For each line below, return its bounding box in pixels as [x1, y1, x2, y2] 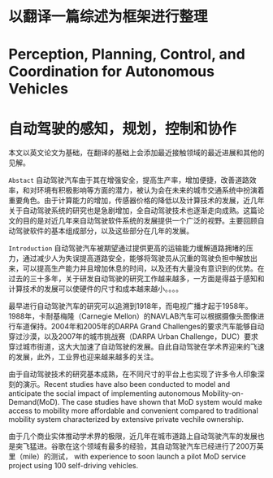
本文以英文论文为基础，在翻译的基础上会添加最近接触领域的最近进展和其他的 [8, 148, 265, 158]
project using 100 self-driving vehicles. [8, 461, 139, 471]
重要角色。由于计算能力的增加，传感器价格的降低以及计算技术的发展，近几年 [8, 196, 265, 206]
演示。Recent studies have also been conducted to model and [22, 380, 231, 389]
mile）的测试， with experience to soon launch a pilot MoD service [22, 452, 246, 462]
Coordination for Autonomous [8, 63, 215, 81]
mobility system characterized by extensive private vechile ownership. [8, 415, 245, 424]
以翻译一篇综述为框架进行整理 [8, 7, 209, 26]
